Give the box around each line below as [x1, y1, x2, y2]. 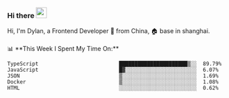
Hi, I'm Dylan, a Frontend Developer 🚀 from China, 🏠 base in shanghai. [7, 27, 210, 35]
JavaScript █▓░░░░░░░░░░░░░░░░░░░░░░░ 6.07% [7, 66, 219, 74]
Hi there [7, 10, 35, 20]
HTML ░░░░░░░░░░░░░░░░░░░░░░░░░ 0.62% [7, 85, 219, 92]
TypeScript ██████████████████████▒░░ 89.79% [7, 61, 222, 68]
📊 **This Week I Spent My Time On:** [7, 45, 119, 53]
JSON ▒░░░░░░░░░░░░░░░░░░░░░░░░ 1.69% [7, 72, 219, 79]
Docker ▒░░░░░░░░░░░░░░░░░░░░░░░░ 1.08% [7, 79, 219, 86]
